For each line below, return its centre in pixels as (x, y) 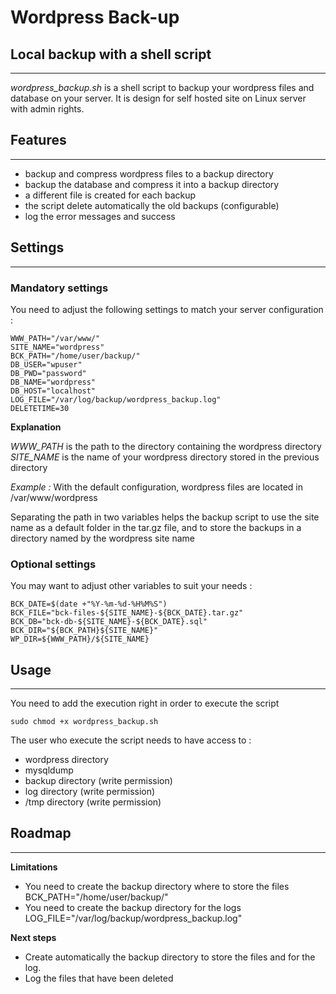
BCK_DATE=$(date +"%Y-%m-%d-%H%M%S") (89, 604)
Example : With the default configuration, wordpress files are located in (156, 487)
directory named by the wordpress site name (103, 538)
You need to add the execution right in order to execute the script (145, 703)
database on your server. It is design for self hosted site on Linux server (158, 98)
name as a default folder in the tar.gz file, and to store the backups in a (156, 527)
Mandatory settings (59, 288)
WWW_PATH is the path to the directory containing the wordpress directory (166, 446)
